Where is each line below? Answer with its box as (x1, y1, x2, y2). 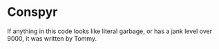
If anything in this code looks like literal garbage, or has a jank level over (7, 27, 213, 35)
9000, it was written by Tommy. (7, 34, 97, 42)
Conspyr (7, 4, 58, 20)
